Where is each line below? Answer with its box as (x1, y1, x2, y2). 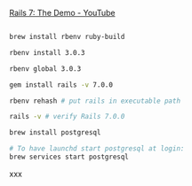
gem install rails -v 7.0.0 (9, 80, 114, 89)
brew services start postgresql (9, 152, 129, 161)
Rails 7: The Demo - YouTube (9, 8, 116, 18)
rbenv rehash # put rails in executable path (9, 97, 180, 105)
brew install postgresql (9, 128, 101, 137)
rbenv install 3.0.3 (9, 48, 86, 57)
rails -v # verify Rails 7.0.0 (9, 112, 125, 121)
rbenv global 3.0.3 (9, 64, 82, 74)
